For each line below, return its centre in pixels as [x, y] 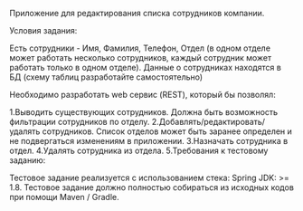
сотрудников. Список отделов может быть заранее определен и [167, 131]
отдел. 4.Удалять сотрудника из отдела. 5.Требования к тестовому [139, 150]
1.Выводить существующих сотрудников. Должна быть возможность [144, 112]
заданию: [28, 160]
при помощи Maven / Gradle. [64, 197]
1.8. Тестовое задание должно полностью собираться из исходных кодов [151, 187]
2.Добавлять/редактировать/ [208, 122]
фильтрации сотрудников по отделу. [80, 122]
